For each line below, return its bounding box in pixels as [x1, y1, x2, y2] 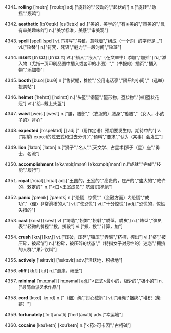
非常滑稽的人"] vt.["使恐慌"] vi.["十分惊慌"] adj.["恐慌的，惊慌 [40, 201, 165, 207]
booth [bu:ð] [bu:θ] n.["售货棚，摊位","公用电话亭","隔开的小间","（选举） [18, 77, 167, 83]
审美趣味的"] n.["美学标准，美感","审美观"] [22, 27, 108, 33]
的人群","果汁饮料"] [18, 247, 57, 252]
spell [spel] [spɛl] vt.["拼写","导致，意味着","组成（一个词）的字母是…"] [18, 38, 163, 44]
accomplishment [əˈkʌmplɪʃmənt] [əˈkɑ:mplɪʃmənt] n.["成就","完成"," [18, 161, 157, 167]
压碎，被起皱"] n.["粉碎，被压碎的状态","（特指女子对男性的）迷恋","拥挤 [18, 240, 166, 246]
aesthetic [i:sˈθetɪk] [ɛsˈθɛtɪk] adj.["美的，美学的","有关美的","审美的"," [18, 21, 161, 27]
